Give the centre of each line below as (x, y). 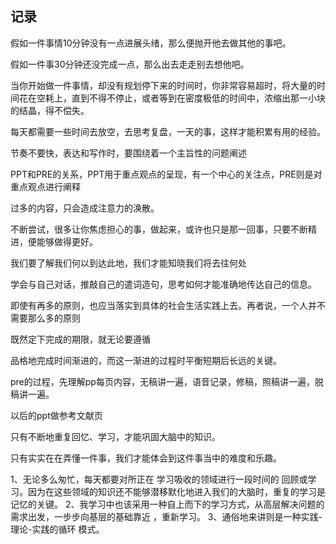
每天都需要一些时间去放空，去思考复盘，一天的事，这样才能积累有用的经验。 (168, 131)
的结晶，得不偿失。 (50, 110)
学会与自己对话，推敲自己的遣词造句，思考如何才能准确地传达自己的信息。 (163, 284)
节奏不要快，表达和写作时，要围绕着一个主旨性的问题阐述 (128, 153)
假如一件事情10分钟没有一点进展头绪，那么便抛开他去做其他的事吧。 (151, 43)
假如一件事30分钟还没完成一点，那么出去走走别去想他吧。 (130, 64)
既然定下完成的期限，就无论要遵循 (80, 339)
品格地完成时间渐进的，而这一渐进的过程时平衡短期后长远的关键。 (146, 360)
